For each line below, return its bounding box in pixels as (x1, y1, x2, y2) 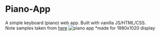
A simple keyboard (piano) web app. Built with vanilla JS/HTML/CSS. (5, 20, 146, 26)
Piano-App (5, 3, 51, 15)
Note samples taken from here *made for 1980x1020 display (5, 25, 156, 31)
